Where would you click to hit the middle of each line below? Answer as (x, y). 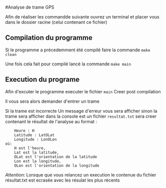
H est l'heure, (30, 148)
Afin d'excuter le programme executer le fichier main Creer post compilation (83, 91)
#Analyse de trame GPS (30, 7)
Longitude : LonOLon (35, 139)
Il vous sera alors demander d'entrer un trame (52, 101)
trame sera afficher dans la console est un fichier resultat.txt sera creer (81, 116)
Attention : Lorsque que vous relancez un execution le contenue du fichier (81, 175)
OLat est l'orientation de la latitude (56, 157)
